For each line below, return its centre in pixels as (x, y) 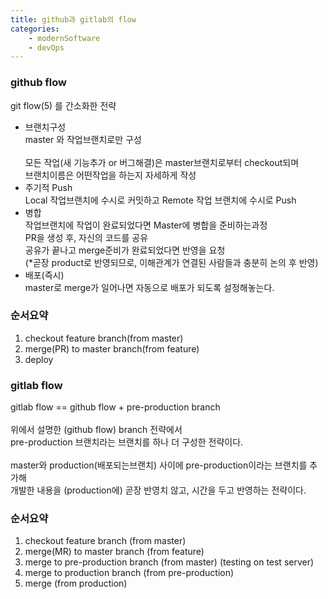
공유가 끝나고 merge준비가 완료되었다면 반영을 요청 (125, 250)
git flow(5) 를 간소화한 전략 (63, 105)
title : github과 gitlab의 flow (73, 19)
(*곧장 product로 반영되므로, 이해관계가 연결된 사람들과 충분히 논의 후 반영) (171, 262)
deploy (39, 359)
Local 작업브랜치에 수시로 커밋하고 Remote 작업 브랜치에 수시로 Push (160, 200)
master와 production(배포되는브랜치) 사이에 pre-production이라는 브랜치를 (159, 465)
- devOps (46, 47)
